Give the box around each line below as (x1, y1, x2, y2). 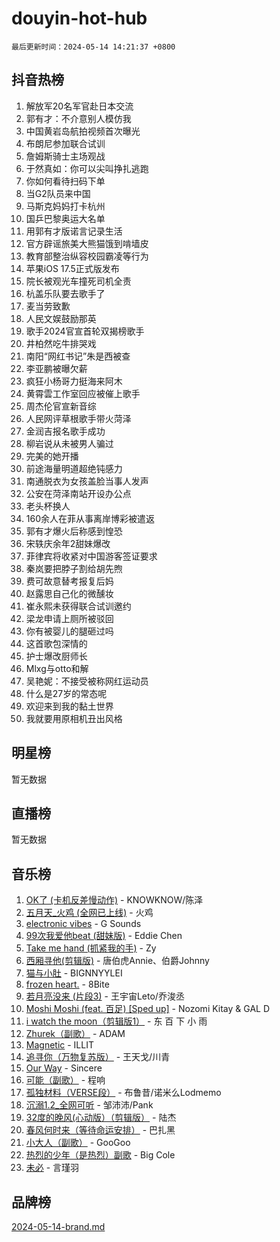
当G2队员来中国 (25, 187, 91, 199)
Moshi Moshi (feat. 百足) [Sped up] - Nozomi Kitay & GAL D (25, 1003, 271, 1015)
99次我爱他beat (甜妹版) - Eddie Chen (25, 930, 183, 942)
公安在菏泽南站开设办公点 (25, 487, 132, 499)
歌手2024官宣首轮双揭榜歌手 (25, 325, 145, 337)
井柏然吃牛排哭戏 (25, 337, 97, 349)
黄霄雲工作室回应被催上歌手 (25, 387, 141, 399)
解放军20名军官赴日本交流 (25, 100, 134, 112)
